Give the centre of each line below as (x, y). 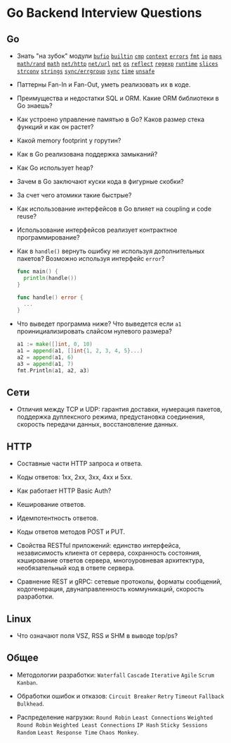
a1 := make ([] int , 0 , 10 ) (54, 344)
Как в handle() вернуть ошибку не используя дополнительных (111, 251)
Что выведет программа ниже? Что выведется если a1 (99, 324)
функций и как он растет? (55, 127)
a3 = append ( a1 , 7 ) (45, 364)
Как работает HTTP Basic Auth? (64, 491)
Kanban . (27, 682)
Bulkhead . (31, 704)
